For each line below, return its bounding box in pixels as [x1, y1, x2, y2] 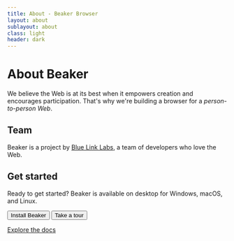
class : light [7, 29, 45, 37]
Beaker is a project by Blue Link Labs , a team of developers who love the [7, 143, 217, 151]
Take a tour [54, 211, 84, 219]
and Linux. [7, 196, 38, 205]
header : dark [7, 36, 45, 43]
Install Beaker [10, 211, 47, 219]
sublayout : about [7, 23, 58, 30]
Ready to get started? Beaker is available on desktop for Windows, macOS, [7, 189, 223, 198]
